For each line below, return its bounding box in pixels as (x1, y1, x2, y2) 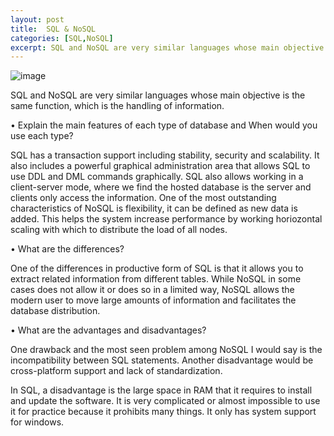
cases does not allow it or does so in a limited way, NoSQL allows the (10, 284, 295, 296)
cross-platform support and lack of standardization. (10, 365, 223, 377)
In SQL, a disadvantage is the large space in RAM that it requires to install (10, 384, 313, 396)
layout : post (10, 14, 65, 25)
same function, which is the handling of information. (10, 100, 225, 112)
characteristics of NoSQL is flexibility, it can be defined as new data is (10, 202, 298, 215)
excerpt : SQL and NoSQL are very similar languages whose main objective (10, 42, 325, 53)
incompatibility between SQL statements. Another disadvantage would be (10, 354, 314, 366)
